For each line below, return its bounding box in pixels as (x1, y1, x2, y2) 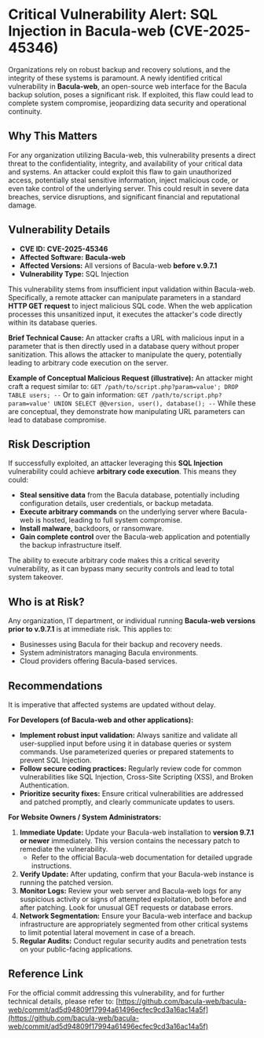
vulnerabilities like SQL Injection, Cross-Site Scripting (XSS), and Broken (19, 772, 254, 781)
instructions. (31, 861, 72, 870)
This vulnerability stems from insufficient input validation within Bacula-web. (8, 284, 255, 294)
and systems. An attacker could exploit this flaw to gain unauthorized (8, 167, 232, 176)
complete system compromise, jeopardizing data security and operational (8, 98, 247, 108)
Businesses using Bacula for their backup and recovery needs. (19, 640, 222, 649)
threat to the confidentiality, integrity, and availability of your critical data (8, 159, 243, 168)
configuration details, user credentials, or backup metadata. (19, 499, 214, 508)
